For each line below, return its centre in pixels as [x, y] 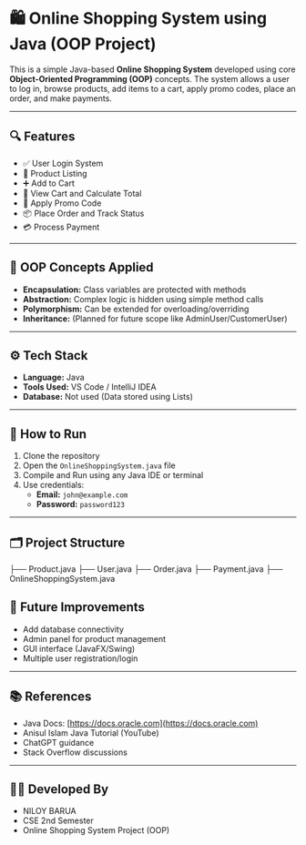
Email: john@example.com [82, 494]
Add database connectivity [73, 629]
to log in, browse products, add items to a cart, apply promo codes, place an [153, 88]
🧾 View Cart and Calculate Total [82, 193]
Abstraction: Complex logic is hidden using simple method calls [143, 299]
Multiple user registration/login [80, 658]
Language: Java [53, 377]
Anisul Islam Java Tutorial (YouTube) [91, 733]
